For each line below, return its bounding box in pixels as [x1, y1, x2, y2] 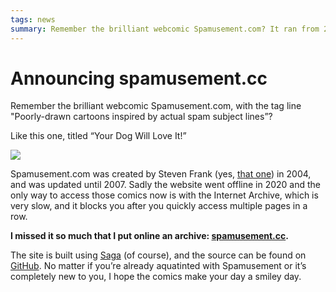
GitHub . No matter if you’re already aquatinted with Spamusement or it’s [10, 260, 307, 272]
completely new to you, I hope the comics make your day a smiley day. [10, 271, 302, 283]
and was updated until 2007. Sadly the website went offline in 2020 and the [10, 179, 321, 191]
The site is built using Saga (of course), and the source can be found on [10, 249, 307, 261]
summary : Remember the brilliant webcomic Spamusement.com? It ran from [10, 24, 320, 34]
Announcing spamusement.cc [10, 67, 268, 90]
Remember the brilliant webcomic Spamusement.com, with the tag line [10, 100, 302, 112]
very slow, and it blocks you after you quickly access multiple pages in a [10, 200, 308, 212]
